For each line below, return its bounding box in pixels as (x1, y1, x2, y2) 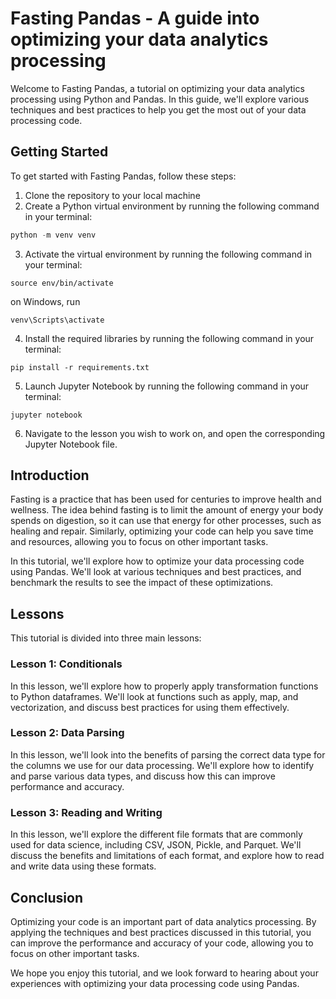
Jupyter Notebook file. (24, 438, 118, 450)
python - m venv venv (10, 230, 97, 240)
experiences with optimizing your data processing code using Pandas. (10, 977, 300, 989)
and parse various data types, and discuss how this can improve (10, 770, 276, 782)
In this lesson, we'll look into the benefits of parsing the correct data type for (10, 748, 326, 761)
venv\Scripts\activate (10, 315, 105, 325)
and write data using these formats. (10, 860, 157, 872)
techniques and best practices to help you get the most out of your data (10, 103, 307, 116)
